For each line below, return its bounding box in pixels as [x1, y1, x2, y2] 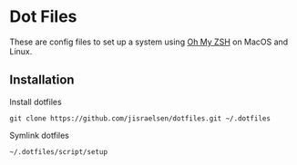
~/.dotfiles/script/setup [9, 147, 108, 156]
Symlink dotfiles [9, 130, 70, 141]
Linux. [9, 45, 33, 56]
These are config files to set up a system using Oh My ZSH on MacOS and [9, 36, 289, 47]
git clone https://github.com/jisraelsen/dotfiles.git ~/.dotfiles [9, 113, 271, 123]
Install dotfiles [9, 96, 62, 107]
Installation [9, 73, 75, 88]
